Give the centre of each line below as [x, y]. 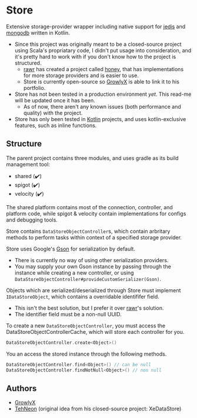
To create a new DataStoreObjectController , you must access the [86, 325]
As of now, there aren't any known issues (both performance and [102, 106]
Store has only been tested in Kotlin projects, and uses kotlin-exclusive [100, 119]
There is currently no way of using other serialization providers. [91, 260]
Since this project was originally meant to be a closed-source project [98, 44]
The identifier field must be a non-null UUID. [68, 314]
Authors [21, 388]
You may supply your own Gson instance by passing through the [93, 266]
